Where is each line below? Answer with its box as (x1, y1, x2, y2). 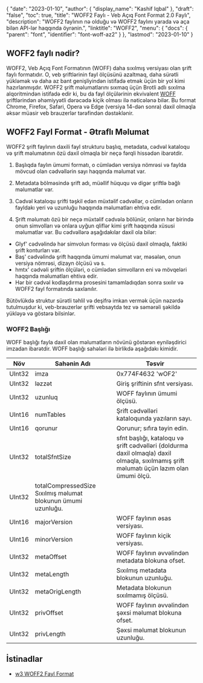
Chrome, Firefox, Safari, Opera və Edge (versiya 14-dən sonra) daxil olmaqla (6, 103, 196, 110)
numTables (34, 410, 66, 419)
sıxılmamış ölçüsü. (116, 591, 169, 600)
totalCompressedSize (34, 481, 96, 489)
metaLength (34, 570, 69, 578)
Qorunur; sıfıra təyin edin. (116, 423, 188, 432)
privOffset (34, 608, 63, 616)
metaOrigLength (34, 587, 82, 595)
